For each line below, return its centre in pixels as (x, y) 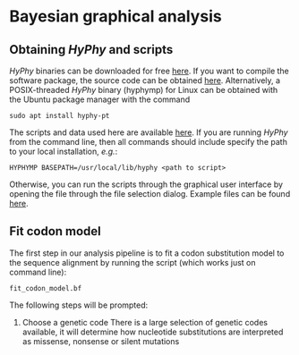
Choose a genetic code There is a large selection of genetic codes (145, 322)
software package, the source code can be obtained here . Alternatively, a (145, 80)
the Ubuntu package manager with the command (100, 99)
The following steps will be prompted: (79, 305)
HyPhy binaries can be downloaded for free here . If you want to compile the (149, 71)
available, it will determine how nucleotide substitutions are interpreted (153, 332)
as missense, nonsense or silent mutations (101, 341)
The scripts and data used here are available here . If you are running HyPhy (149, 132)
